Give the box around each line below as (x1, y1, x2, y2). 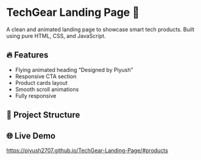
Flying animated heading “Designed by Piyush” (15, 66, 133, 73)
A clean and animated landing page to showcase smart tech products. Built (6, 26, 195, 33)
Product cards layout (15, 79, 68, 86)
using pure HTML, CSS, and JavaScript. (6, 32, 106, 39)
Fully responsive (15, 92, 57, 100)
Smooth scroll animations (15, 85, 79, 93)
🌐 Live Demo (6, 131, 56, 141)
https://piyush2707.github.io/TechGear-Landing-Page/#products (6, 147, 169, 154)
